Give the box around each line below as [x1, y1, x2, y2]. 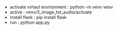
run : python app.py [9, 19, 50, 25]
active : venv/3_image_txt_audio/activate [9, 9, 92, 15]
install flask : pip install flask [9, 15, 67, 20]
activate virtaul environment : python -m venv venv [9, 4, 113, 10]
